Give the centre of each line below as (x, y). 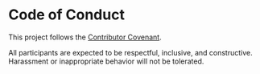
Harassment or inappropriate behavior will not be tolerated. (106, 61)
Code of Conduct (66, 15)
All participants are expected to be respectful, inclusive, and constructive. (130, 52)
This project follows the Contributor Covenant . (85, 37)
